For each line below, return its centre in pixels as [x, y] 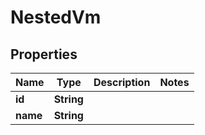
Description [122, 82]
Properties [44, 54]
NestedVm [56, 17]
